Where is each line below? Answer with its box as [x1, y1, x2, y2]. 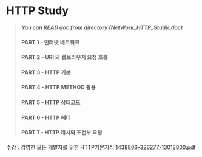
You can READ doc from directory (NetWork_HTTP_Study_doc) [21, 24, 183, 31]
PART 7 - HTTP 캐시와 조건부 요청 [21, 129, 103, 136]
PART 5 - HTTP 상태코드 [21, 99, 81, 106]
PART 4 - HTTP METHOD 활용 [21, 83, 96, 91]
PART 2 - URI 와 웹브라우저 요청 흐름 [21, 54, 108, 61]
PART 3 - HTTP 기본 [21, 68, 71, 76]
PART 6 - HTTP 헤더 [21, 114, 71, 121]
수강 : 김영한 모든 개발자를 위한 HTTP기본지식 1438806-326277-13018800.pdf [6, 144, 196, 151]
